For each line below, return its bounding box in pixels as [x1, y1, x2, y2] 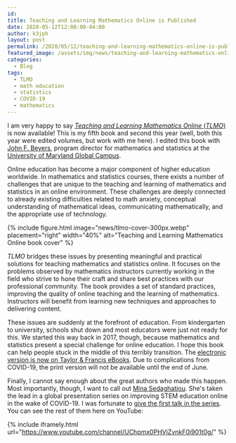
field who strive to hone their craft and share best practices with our [7, 274, 204, 282]
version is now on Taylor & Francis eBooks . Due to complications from [7, 355, 210, 363]
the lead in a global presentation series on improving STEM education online [7, 392, 228, 400]
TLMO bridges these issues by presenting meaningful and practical [7, 251, 202, 261]
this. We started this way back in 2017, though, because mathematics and [7, 332, 220, 342]
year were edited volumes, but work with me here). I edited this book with [7, 136, 220, 144]
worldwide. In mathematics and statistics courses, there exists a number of [7, 172, 225, 180]
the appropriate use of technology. [7, 209, 107, 218]
